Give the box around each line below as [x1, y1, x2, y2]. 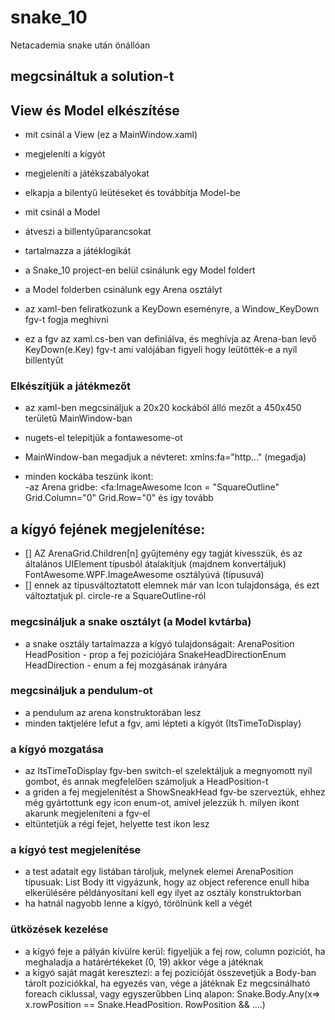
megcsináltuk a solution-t [10, 68, 175, 85]
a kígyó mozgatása [10, 742, 104, 756]
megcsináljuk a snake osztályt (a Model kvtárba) [10, 615, 252, 629]
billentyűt [24, 354, 64, 366]
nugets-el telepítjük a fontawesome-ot [24, 432, 183, 444]
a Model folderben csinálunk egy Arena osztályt [24, 284, 223, 296]
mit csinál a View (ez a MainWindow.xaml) [24, 129, 198, 141]
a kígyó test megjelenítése [10, 843, 142, 857]
